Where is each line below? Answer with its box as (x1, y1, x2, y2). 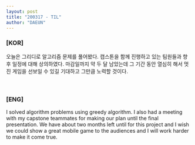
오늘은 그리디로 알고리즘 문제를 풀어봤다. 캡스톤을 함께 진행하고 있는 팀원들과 (6, 53, 182, 60)
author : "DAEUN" (6, 19, 46, 25)
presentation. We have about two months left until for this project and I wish (6, 121, 190, 128)
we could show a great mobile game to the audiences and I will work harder (6, 127, 189, 134)
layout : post (6, 8, 38, 15)
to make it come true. (6, 133, 58, 140)
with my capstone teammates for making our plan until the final (6, 114, 159, 122)
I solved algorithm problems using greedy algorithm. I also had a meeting (6, 108, 183, 115)
